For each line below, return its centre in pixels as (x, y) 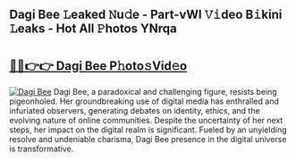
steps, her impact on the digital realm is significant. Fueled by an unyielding (148, 130)
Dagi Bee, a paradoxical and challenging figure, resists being (165, 92)
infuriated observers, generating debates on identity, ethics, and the (135, 110)
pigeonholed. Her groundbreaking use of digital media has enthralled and (144, 101)
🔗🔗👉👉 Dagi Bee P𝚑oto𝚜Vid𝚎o (98, 66)
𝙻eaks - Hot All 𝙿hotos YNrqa (93, 29)
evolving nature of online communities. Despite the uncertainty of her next (146, 120)
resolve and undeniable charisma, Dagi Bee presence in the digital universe (148, 139)
